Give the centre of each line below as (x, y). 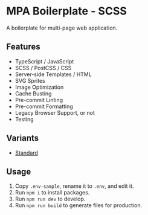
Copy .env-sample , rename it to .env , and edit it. (74, 186)
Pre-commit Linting (39, 100)
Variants (23, 138)
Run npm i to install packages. (52, 193)
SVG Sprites (30, 80)
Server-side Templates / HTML (53, 74)
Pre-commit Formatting (44, 106)
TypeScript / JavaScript (44, 61)
